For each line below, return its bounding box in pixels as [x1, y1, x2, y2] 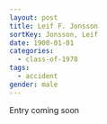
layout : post [9, 13, 58, 22]
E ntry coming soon [9, 104, 79, 115]
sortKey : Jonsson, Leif [9, 30, 99, 39]
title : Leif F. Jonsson [9, 22, 99, 31]
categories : [9, 47, 54, 56]
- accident [17, 72, 58, 81]
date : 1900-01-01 [9, 38, 75, 48]
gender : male [9, 80, 58, 89]
